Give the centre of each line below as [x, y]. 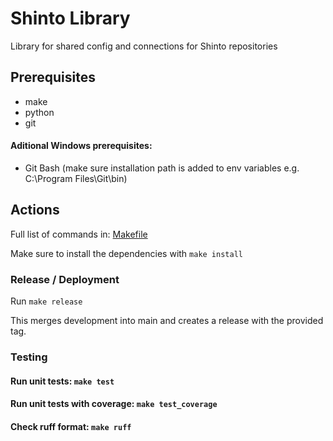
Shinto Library [70, 18]
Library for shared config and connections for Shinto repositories [144, 46]
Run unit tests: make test [62, 381]
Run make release [46, 301]
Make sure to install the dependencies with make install [126, 253]
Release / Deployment [65, 279]
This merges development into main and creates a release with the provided [167, 321]
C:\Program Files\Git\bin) [76, 178]
